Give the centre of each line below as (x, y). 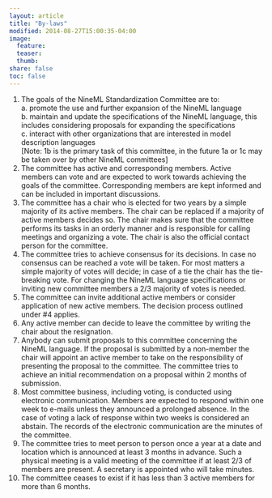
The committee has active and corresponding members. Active (126, 168)
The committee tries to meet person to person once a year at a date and (141, 443)
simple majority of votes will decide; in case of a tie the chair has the (135, 271)
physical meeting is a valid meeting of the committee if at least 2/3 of (136, 460)
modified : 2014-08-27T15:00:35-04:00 (73, 31)
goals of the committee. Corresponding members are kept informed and (141, 185)
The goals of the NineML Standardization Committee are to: (120, 99)
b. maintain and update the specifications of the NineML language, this (139, 116)
